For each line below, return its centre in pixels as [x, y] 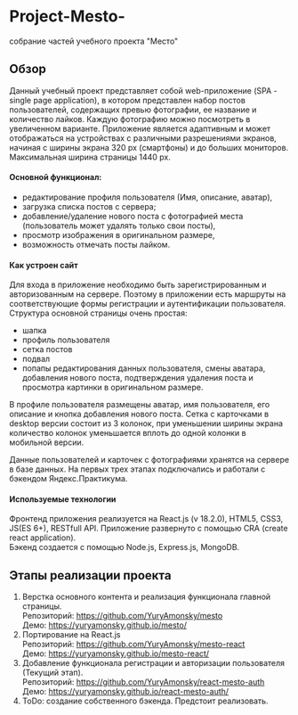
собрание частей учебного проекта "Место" [94, 41]
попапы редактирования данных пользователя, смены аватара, [144, 368]
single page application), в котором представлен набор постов [128, 100]
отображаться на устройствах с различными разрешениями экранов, [143, 138]
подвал [36, 359]
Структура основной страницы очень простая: [98, 313]
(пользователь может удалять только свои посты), [119, 226]
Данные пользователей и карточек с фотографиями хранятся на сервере [149, 460]
